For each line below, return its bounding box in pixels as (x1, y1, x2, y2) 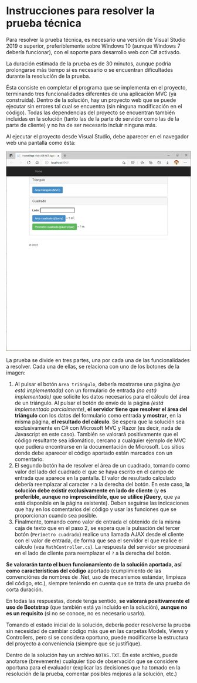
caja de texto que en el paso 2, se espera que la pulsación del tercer (14, 525, 180, 532)
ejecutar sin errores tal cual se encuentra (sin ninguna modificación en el (6, 102, 182, 110)
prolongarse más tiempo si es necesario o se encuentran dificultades (6, 66, 174, 73)
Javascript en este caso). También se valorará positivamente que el (14, 431, 178, 438)
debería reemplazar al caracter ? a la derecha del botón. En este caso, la (14, 481, 190, 488)
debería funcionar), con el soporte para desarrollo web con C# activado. (6, 48, 181, 55)
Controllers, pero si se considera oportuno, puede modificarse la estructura (6, 634, 189, 641)
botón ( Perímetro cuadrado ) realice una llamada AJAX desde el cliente (14, 531, 185, 538)
